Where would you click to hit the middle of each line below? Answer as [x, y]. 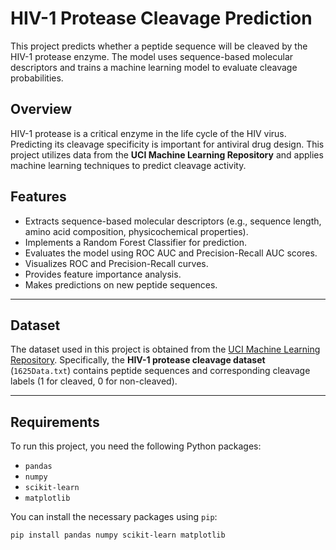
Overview [41, 109]
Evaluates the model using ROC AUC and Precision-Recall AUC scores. [171, 253]
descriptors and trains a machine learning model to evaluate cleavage [154, 67]
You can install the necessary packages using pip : [114, 517]
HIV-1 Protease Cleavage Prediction [161, 18]
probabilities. [37, 78]
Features [38, 197]
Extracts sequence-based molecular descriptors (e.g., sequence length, [173, 221]
